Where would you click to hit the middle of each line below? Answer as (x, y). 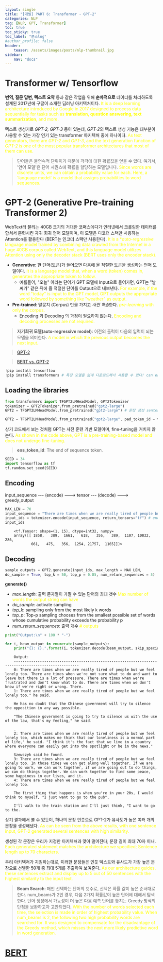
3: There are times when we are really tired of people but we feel (84, 759)
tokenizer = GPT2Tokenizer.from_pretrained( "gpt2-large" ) (65, 406)
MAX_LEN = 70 (18, 509)
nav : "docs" (26, 59)
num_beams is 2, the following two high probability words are (78, 918)
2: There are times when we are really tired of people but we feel (84, 734)
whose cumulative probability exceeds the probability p (67, 620)
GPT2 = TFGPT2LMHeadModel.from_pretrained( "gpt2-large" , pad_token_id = (80, 419)
